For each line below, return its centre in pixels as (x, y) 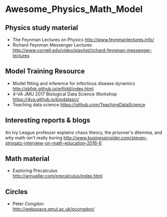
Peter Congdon (28, 204)
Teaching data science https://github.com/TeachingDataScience (79, 104)
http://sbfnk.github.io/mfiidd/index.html (53, 88)
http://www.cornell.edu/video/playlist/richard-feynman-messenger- (82, 50)
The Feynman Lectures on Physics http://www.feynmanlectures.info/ (83, 39)
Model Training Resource (45, 71)
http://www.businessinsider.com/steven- (105, 137)
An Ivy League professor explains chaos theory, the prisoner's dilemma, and (84, 132)
